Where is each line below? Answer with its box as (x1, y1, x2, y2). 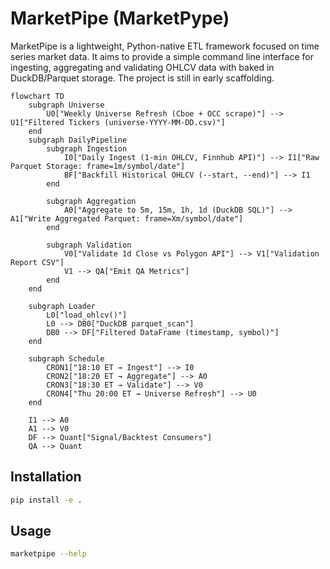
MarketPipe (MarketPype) (10, 7, 230, 30)
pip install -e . (10, 495, 83, 505)
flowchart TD (10, 91, 65, 101)
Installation (10, 468, 82, 486)
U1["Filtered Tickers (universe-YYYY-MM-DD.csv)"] (10, 117, 226, 127)
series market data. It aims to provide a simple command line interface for (10, 50, 314, 62)
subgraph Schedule (28, 353, 105, 364)
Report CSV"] (10, 257, 65, 267)
